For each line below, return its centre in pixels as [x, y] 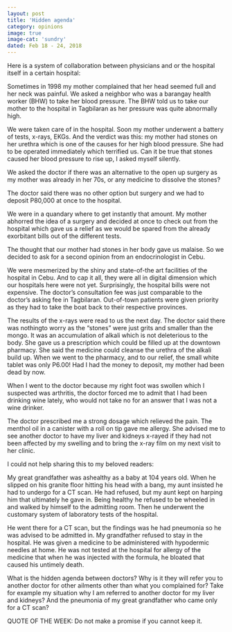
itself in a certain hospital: [44, 73]
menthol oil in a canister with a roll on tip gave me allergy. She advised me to [116, 428]
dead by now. [27, 372]
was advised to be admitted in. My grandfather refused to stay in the [105, 535]
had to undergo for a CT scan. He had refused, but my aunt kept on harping [115, 492]
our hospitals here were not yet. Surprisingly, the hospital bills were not [108, 285]
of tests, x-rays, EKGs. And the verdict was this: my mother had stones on [113, 137]
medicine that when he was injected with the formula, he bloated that [106, 557]
